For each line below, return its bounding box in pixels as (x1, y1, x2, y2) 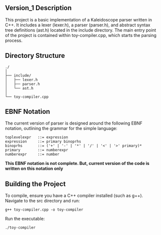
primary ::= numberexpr (5, 148, 68, 153)
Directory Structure (5, 52, 65, 60)
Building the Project (5, 180, 66, 188)
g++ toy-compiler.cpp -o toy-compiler (5, 207, 83, 212)
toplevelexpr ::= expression (5, 135, 68, 140)
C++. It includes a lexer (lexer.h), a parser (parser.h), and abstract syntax (5, 22, 151, 28)
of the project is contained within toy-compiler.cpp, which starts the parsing (5, 32, 157, 38)
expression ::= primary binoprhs (5, 139, 81, 144)
